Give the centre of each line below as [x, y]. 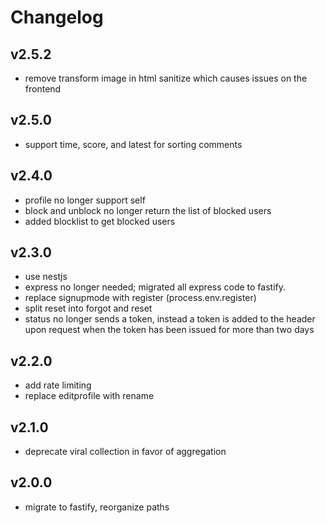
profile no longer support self [85, 200]
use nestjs [46, 277]
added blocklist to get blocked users [100, 221]
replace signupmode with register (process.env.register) [140, 298]
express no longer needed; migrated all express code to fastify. [155, 287]
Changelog [57, 17]
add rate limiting [58, 385]
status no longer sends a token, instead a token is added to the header [170, 319]
